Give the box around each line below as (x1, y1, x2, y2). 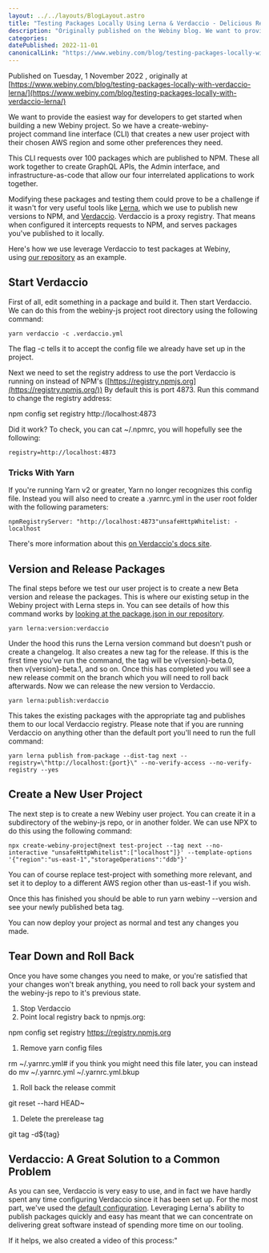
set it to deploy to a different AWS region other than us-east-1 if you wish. (8, 878, 251, 887)
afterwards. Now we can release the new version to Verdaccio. (8, 681, 215, 691)
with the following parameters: (8, 502, 109, 512)
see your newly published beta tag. (8, 902, 124, 911)
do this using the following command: (8, 825, 132, 835)
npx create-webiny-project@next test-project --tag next (8, 841, 203, 850)
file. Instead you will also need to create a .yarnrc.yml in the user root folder (8, 494, 258, 504)
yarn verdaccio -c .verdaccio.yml (8, 330, 124, 338)
